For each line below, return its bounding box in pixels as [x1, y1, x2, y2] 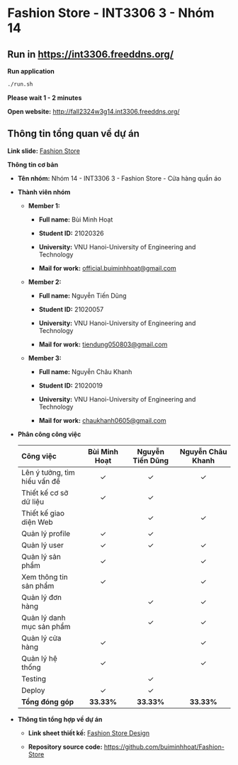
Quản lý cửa [21, 633, 62, 642]
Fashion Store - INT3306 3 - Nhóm [7, 5, 215, 21]
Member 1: [28, 201, 60, 210]
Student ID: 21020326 [38, 229, 104, 237]
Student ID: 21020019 [38, 381, 103, 390]
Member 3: [28, 353, 62, 362]
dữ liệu [21, 497, 45, 506]
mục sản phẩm [21, 621, 71, 631]
